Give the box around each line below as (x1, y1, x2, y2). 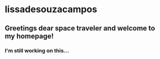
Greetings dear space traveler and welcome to (5, 24, 155, 33)
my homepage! (5, 32, 54, 40)
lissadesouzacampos (5, 4, 98, 15)
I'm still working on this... (5, 47, 70, 54)
